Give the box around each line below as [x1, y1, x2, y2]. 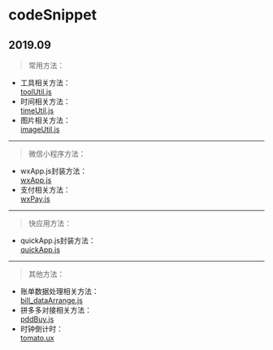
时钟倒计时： [19, 324, 63, 334]
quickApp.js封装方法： [19, 235, 96, 245]
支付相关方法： [19, 185, 71, 194]
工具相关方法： [19, 78, 71, 87]
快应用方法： [28, 218, 71, 228]
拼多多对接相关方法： [19, 305, 92, 314]
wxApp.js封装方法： [19, 166, 88, 175]
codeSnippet [8, 6, 97, 24]
